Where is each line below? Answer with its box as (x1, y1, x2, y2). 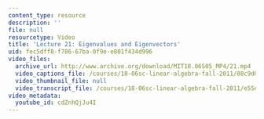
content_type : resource (8, 11, 86, 20)
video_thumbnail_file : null (15, 77, 108, 85)
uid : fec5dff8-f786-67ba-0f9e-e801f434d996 (8, 48, 153, 56)
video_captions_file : (15, 70, 86, 78)
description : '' (8, 19, 61, 27)
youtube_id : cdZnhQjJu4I (15, 99, 97, 106)
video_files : (8, 56, 51, 63)
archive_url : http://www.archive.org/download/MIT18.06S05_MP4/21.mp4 (15, 63, 251, 70)
